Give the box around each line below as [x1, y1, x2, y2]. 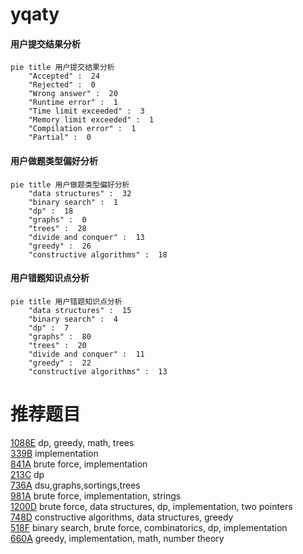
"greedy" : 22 [28, 358, 92, 368]
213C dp [10, 468, 45, 480]
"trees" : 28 [28, 223, 87, 233]
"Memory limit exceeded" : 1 [28, 115, 155, 125]
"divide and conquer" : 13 [28, 232, 145, 242]
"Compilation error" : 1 [28, 124, 137, 134]
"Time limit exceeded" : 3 [28, 106, 145, 117]
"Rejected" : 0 [28, 80, 97, 90]
